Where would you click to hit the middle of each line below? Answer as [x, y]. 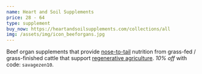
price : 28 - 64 [26, 18]
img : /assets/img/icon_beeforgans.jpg [56, 35]
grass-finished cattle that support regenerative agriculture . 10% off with [97, 58]
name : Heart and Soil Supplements [50, 12]
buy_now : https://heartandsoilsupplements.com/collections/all [88, 29]
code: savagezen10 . [30, 65]
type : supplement [28, 23]
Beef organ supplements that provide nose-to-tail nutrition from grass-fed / [101, 52]
